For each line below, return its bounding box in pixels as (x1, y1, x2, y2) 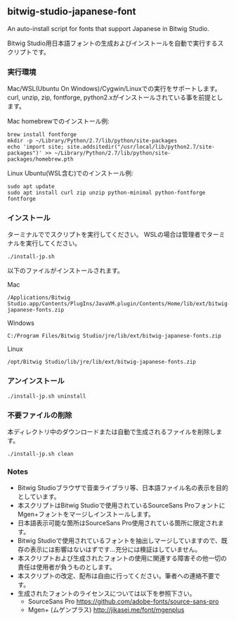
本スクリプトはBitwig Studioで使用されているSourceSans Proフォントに (17, 501, 225, 510)
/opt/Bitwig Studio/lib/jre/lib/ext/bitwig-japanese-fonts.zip (7, 359, 197, 366)
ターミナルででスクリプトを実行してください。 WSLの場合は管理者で (7, 230, 207, 239)
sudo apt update (7, 183, 55, 190)
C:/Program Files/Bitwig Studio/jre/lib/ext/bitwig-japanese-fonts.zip (7, 333, 221, 340)
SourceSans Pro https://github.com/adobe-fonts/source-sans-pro (27, 597, 219, 605)
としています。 (17, 493, 60, 501)
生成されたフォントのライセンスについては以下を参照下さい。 (17, 589, 196, 598)
